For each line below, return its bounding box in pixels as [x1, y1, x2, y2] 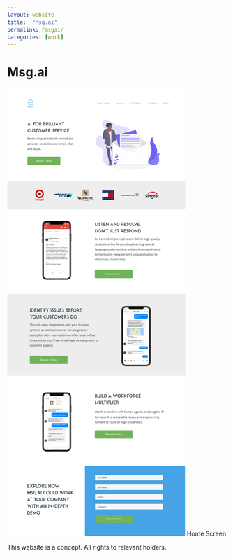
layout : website [7, 11, 54, 18]
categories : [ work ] [7, 34, 64, 41]
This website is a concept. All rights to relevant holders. [7, 543, 167, 552]
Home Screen [186, 529, 227, 538]
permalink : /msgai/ [7, 26, 64, 33]
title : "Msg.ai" [7, 18, 58, 26]
